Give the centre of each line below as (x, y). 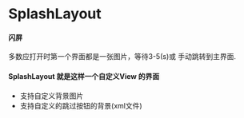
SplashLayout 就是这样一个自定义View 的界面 (84, 76)
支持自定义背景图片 (52, 96)
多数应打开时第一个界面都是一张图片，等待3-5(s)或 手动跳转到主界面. (122, 57)
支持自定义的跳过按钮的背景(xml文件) (81, 105)
